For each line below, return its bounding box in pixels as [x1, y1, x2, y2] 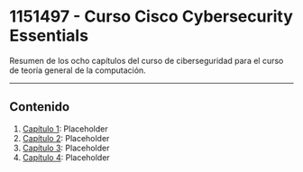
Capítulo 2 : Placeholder [22, 132, 110, 143]
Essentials [9, 25, 88, 46]
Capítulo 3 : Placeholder [22, 142, 110, 153]
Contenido [9, 99, 70, 114]
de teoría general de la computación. [9, 65, 146, 76]
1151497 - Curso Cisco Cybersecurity [9, 6, 293, 27]
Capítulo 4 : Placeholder [22, 151, 110, 163]
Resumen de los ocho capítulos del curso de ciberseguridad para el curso [9, 55, 284, 66]
